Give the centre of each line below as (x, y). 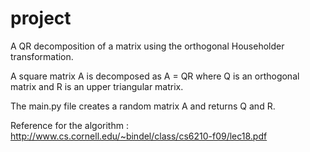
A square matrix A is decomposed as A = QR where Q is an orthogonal (155, 76)
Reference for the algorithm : (69, 125)
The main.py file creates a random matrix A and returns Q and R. (143, 106)
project (41, 18)
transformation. (42, 56)
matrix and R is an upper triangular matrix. (97, 86)
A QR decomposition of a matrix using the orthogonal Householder (147, 46)
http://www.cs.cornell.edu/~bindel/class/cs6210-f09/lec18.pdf (139, 136)
